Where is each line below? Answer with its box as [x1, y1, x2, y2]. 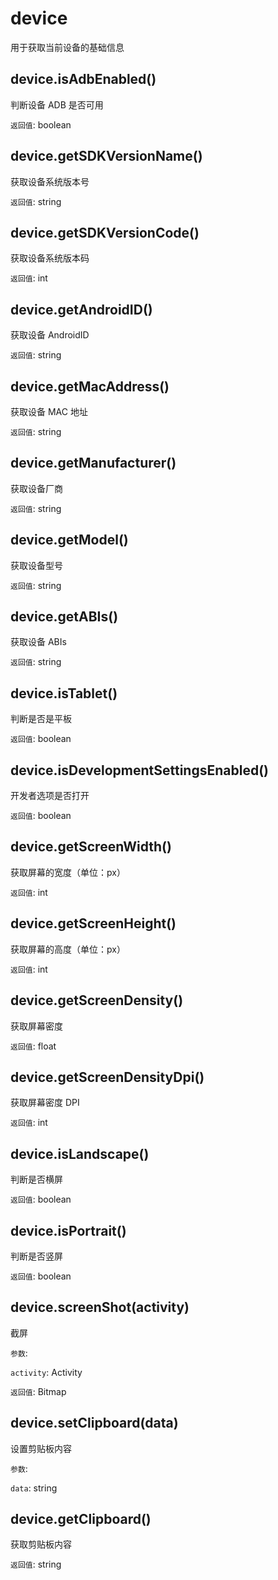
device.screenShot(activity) [10, 1299, 190, 1316]
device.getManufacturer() [10, 455, 177, 472]
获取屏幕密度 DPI [10, 1097, 80, 1109]
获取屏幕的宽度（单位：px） [10, 866, 126, 878]
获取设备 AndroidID [10, 329, 90, 341]
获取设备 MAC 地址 [10, 406, 88, 417]
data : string [10, 1482, 58, 1494]
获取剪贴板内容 [10, 1538, 72, 1551]
